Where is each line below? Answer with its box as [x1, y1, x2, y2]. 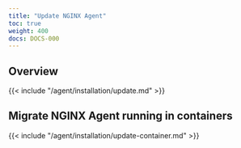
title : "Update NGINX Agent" [8, 11, 107, 20]
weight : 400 [8, 27, 49, 35]
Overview [8, 64, 59, 78]
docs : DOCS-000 [8, 34, 60, 43]
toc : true [8, 19, 42, 27]
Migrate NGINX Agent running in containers [8, 109, 233, 123]
